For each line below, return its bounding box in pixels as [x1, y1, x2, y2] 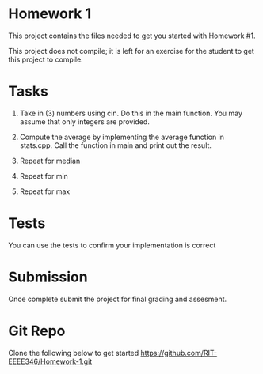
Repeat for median [19, 156, 81, 165]
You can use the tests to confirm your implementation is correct [8, 240, 216, 250]
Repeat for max [19, 187, 71, 196]
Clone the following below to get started [8, 348, 139, 357]
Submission [8, 268, 89, 285]
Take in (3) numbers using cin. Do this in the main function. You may [19, 108, 243, 118]
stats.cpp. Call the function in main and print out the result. [19, 140, 212, 150]
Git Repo [8, 322, 66, 340]
